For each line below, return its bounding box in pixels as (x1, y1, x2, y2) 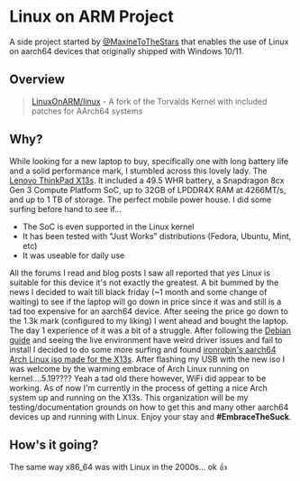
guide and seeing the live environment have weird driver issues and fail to (9, 334, 283, 345)
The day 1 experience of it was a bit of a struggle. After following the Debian (9, 325, 291, 336)
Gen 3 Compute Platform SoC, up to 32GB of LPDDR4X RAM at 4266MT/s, (9, 184, 286, 195)
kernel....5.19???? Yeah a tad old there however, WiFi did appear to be (9, 373, 267, 384)
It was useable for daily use (22, 250, 125, 261)
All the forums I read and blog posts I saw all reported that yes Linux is (9, 267, 270, 278)
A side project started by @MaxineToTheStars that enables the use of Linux (9, 36, 289, 47)
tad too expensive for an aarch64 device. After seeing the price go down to (9, 305, 288, 317)
